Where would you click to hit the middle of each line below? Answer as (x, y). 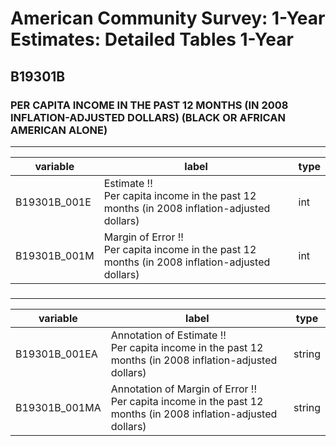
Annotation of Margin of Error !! (184, 389)
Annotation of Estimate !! (168, 335)
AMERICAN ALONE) (59, 130)
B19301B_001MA (58, 407)
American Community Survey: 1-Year (168, 18)
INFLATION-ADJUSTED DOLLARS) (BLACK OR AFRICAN (148, 117)
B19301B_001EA (56, 354)
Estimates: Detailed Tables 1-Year (152, 39)
